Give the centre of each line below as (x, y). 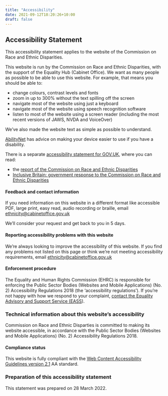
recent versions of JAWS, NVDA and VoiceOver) (62, 120)
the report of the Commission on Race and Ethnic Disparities (75, 169)
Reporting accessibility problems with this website (59, 235)
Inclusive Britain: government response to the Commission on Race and (87, 175)
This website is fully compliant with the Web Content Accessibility (73, 359)
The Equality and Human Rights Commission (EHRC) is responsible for (78, 279)
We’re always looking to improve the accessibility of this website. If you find (84, 246)
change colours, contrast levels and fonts (55, 93)
